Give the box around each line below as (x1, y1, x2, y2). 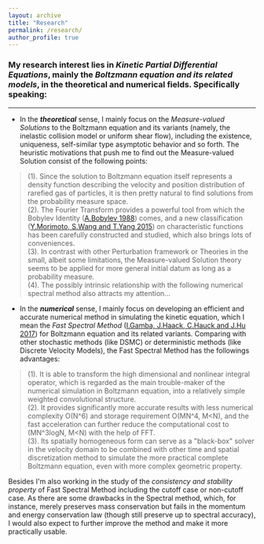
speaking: (8, 89, 47, 100)
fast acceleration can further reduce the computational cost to (27, 419, 229, 429)
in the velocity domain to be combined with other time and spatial (27, 444, 240, 453)
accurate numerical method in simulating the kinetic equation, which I (19, 312, 245, 321)
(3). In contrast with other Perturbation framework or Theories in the (27, 246, 249, 256)
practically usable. (8, 527, 68, 536)
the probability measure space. (27, 196, 129, 205)
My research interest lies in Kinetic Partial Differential (8, 60, 218, 71)
